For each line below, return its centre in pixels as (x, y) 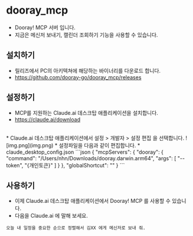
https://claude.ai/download (48, 119)
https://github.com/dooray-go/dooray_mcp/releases (78, 77)
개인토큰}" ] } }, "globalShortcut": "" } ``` (77, 165)
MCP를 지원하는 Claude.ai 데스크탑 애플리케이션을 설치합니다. (86, 112)
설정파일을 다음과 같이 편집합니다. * (99, 145)
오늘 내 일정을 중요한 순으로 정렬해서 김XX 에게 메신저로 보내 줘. (76, 228)
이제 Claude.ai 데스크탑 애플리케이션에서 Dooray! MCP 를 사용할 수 (93, 201)
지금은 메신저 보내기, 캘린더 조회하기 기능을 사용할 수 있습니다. (86, 35)
